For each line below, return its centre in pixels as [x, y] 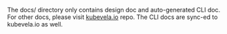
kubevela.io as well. [35, 24]
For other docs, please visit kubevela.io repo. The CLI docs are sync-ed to [112, 17]
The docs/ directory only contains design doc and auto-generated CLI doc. [114, 10]
